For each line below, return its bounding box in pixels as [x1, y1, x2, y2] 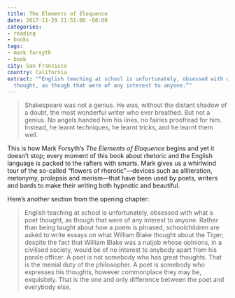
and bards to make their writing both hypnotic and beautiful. [7, 181, 180, 190]
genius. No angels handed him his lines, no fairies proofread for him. [24, 116, 222, 125]
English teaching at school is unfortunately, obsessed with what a [24, 208, 213, 217]
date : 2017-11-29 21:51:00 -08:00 [7, 17, 108, 24]
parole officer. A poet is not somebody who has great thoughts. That [24, 253, 222, 262]
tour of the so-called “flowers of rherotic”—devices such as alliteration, [7, 166, 213, 175]
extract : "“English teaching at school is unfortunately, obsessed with [7, 75, 224, 83]
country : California [7, 69, 68, 76]
